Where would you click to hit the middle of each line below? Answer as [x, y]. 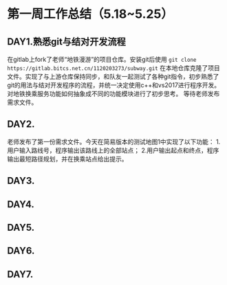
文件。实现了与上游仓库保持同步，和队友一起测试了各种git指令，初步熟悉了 [113, 77]
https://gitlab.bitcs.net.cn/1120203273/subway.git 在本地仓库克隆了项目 [113, 68]
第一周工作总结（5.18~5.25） [90, 14]
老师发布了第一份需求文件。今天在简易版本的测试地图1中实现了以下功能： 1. [114, 141]
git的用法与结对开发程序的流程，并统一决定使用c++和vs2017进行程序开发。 [114, 85]
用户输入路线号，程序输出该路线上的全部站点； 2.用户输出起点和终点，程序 [113, 150]
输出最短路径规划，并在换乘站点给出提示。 [67, 159]
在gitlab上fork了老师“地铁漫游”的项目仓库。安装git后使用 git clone [102, 59]
